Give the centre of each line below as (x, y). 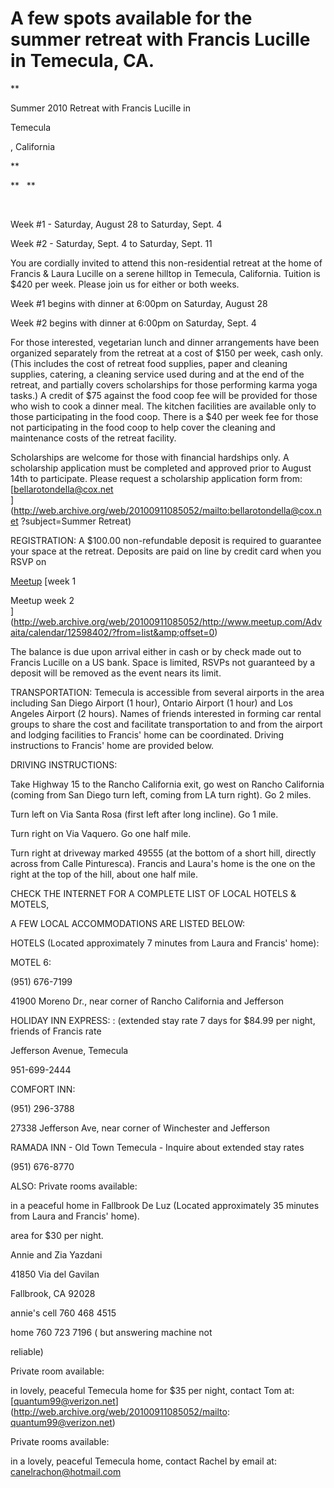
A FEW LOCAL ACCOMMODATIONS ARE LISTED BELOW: (128, 923)
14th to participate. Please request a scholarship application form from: (156, 478)
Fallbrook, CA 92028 (53, 1293)
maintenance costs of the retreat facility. (93, 438)
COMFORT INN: (43, 1089)
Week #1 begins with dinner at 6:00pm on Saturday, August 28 (139, 303)
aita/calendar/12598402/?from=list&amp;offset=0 (112, 632)
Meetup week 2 (42, 600)
